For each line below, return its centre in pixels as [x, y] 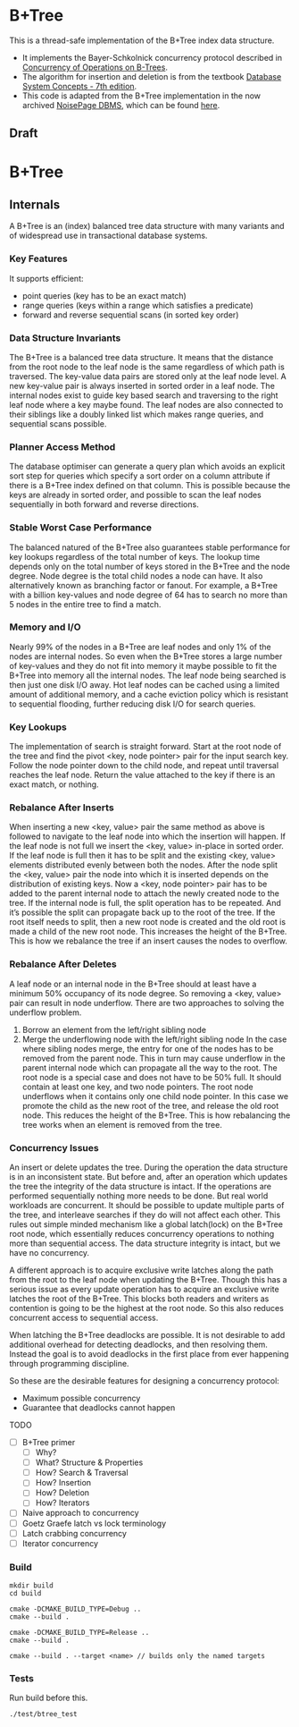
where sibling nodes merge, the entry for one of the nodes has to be [148, 1048]
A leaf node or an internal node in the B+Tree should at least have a [133, 984]
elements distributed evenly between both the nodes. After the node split [144, 865]
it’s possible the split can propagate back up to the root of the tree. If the [142, 912]
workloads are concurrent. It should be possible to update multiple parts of [147, 1205]
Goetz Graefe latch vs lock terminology [94, 1523]
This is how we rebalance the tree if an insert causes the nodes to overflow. [149, 941]
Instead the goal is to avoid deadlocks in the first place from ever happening [149, 1354]
